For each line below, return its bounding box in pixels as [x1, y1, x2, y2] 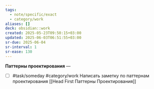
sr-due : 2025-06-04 [5, 40, 46, 45]
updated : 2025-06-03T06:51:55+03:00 [5, 35, 81, 40]
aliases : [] [5, 21, 30, 26]
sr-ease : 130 [5, 49, 32, 54]
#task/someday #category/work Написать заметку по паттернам [12, 72, 149, 78]
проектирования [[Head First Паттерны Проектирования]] [12, 78, 136, 84]
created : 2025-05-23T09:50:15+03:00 [5, 30, 81, 35]
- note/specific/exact [9, 12, 57, 17]
